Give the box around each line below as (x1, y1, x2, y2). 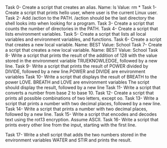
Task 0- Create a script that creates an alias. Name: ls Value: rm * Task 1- (5, 5, 157, 10)
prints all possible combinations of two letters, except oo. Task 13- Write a (5, 95, 158, 101)
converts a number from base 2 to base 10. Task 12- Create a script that (5, 90, 154, 96)
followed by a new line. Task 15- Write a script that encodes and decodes (5, 111, 157, 117)
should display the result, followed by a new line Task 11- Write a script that (5, 85, 161, 90)
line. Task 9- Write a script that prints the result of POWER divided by (5, 63, 148, 69)
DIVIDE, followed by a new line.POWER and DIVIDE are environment (5, 68, 146, 75)
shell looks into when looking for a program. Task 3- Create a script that (5, 20, 154, 26)
